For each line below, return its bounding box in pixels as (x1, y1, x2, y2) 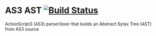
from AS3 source (5, 26, 39, 32)
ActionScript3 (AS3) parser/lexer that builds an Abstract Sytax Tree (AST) (5, 21, 152, 27)
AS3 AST (5, 5, 42, 16)
